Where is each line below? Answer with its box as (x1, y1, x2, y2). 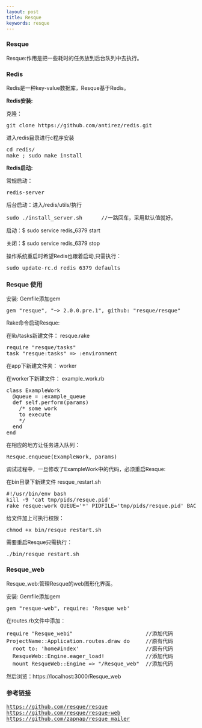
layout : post (6, 8, 39, 15)
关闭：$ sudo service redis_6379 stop (6, 239, 100, 247)
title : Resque (6, 14, 42, 21)
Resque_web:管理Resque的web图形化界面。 (6, 580, 116, 587)
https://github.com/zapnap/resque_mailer (6, 715, 130, 722)
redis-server (6, 189, 45, 196)
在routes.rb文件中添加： (6, 616, 66, 624)
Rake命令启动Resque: (6, 319, 60, 326)
